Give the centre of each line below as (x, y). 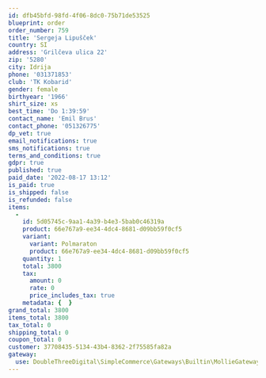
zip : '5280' (28, 60)
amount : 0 (45, 281)
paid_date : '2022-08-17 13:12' (60, 178)
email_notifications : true (53, 141)
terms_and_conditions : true (55, 155)
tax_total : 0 (30, 325)
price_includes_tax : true (72, 296)
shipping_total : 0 (38, 332)
